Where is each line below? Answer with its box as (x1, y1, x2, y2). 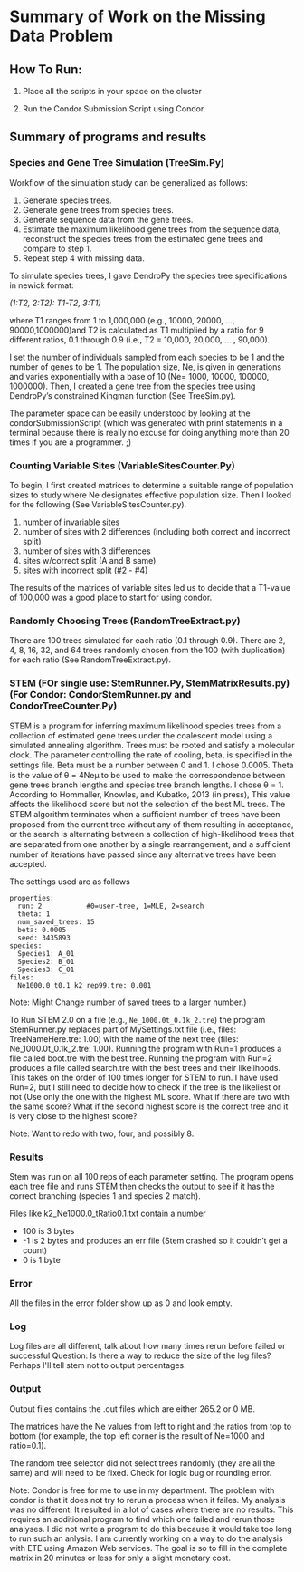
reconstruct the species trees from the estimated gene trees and (22, 233, 264, 244)
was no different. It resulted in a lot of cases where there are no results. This (9, 1504, 294, 1515)
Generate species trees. (22, 195, 112, 206)
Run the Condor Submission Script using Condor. (22, 103, 206, 114)
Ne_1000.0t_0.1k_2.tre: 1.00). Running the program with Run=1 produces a (9, 1043, 282, 1054)
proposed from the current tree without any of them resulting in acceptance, (9, 818, 294, 830)
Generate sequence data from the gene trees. (22, 214, 194, 225)
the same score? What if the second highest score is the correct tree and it (9, 1101, 289, 1112)
